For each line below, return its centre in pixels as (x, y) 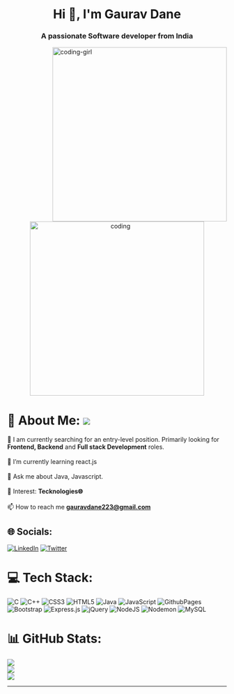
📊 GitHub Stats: (55, 639)
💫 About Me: (44, 420)
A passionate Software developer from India (117, 36)
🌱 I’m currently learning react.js (52, 462)
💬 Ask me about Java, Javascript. (55, 477)
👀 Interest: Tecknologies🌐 (45, 491)
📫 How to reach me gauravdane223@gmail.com (79, 507)
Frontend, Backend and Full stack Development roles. (86, 447)
